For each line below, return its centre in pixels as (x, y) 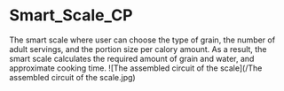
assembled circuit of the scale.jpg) (72, 77)
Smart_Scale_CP (71, 15)
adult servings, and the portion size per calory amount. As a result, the (138, 49)
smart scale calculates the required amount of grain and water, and (132, 58)
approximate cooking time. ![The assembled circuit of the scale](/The (136, 68)
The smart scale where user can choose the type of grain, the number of (142, 40)
